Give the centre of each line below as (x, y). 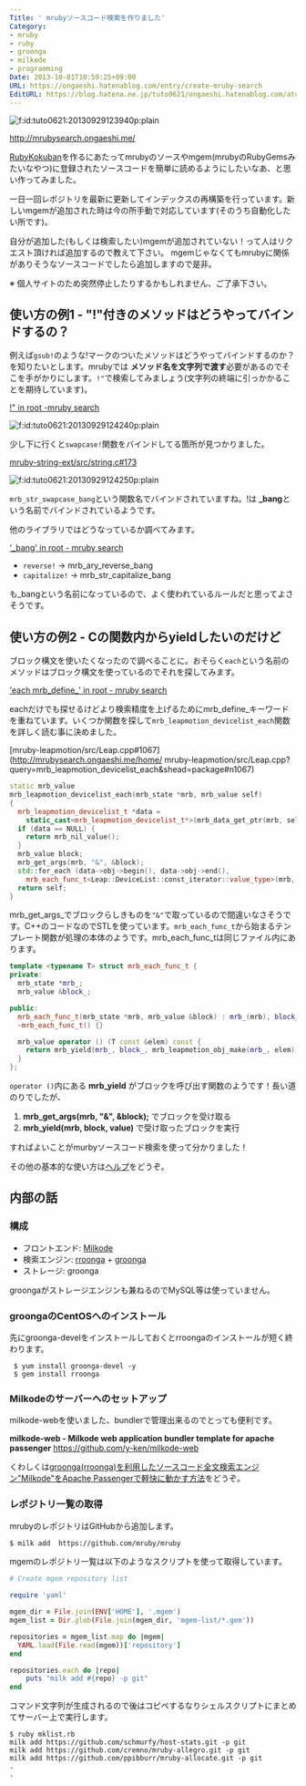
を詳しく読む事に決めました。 (65, 732)
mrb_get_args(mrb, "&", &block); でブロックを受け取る (127, 1116)
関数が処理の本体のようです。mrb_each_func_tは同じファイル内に (164, 938)
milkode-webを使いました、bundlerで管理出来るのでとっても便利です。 (143, 1420)
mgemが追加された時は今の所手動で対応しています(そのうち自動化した (158, 210)
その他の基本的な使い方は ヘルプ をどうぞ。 (89, 1167)
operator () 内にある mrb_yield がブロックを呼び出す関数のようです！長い (149, 1085)
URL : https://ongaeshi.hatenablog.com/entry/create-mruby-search (136, 86)
